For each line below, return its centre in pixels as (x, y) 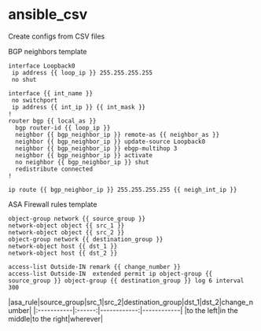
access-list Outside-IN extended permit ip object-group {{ (110, 274)
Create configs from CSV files (57, 36)
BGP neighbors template (48, 51)
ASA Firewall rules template (53, 204)
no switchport (35, 100)
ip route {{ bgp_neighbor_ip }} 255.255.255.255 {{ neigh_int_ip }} (123, 189)
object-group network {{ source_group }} (77, 219)
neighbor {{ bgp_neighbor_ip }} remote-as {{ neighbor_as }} (118, 134)
